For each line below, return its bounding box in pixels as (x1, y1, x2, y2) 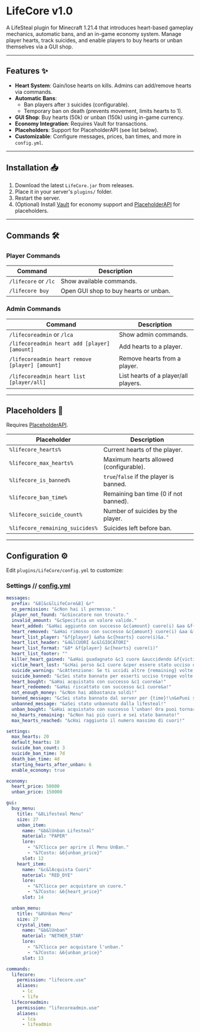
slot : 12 (21, 855, 44, 862)
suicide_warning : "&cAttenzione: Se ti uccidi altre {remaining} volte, (11, 667, 196, 673)
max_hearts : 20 (11, 734, 49, 740)
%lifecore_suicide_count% (9, 511, 83, 518)
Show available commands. (60, 277, 137, 285)
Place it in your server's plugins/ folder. (14, 188, 113, 195)
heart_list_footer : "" (11, 651, 68, 657)
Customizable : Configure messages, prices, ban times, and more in (14, 133, 182, 140)
